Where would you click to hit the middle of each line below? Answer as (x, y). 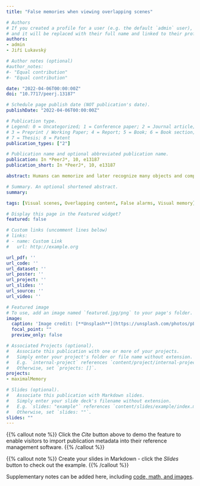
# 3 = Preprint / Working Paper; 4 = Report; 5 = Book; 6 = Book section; (101, 132)
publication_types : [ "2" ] (38, 143)
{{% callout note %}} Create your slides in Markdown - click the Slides (92, 459)
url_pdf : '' (21, 257)
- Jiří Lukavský (26, 50)
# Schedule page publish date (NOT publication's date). (78, 105)
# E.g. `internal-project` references (57, 362)
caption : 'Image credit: (42, 324)
